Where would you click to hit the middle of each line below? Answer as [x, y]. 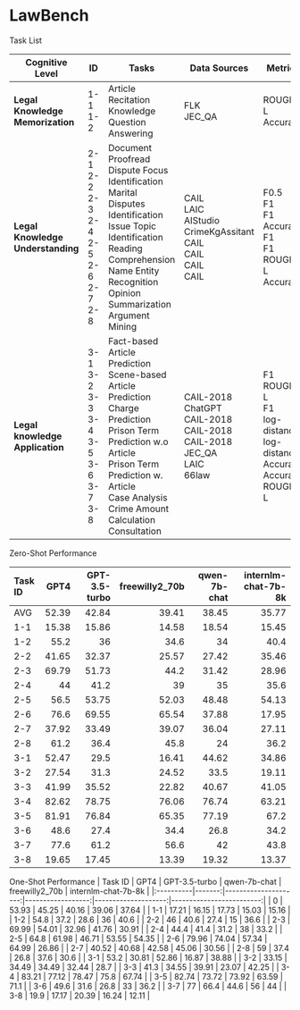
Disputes [127, 204]
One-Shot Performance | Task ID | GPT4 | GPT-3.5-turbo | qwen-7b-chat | [146, 881]
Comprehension [142, 259]
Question [127, 122]
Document [130, 147]
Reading [125, 248]
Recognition [133, 282]
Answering [131, 133]
